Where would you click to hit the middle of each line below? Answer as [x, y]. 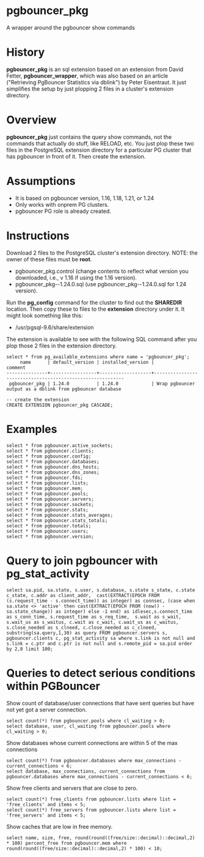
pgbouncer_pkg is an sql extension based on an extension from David [95, 69]
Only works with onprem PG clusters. [62, 204]
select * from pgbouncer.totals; [49, 526]
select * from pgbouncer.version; [50, 536]
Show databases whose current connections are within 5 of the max [92, 743]
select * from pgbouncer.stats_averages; [60, 515]
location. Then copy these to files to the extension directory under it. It [96, 309]
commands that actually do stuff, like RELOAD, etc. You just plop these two [100, 143]
